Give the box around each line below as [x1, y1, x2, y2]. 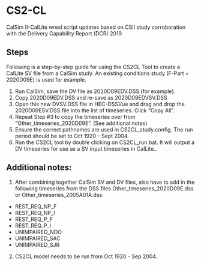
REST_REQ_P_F [14, 216, 53, 223]
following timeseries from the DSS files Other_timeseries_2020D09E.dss [14, 184, 194, 192]
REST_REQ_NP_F [14, 202, 57, 210]
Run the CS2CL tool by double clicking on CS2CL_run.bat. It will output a [14, 139, 195, 146]
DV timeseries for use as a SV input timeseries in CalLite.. [14, 145, 157, 152]
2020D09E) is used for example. [6, 76, 87, 83]
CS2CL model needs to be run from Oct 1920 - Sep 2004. [14, 253, 158, 260]
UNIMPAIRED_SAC [14, 235, 61, 242]
